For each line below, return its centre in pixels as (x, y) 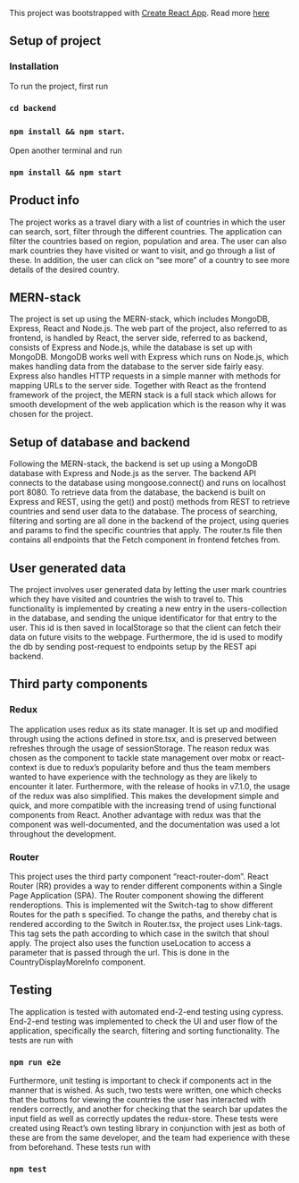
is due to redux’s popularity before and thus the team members (154, 767)
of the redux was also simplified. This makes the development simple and (144, 796)
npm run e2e (35, 1062)
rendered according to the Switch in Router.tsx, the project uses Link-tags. (146, 924)
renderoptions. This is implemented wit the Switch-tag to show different (141, 905)
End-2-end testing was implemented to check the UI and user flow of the (144, 1021)
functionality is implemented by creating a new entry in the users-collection (148, 609)
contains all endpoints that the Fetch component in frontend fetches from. (145, 540)
